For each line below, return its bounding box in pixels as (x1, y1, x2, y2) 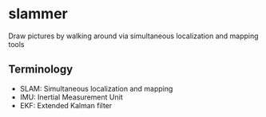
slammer (8, 5, 68, 23)
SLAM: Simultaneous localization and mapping (19, 84, 173, 93)
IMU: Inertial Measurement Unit (19, 92, 123, 102)
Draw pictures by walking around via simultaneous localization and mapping (8, 31, 259, 41)
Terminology (8, 63, 73, 76)
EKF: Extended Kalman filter (19, 100, 113, 110)
